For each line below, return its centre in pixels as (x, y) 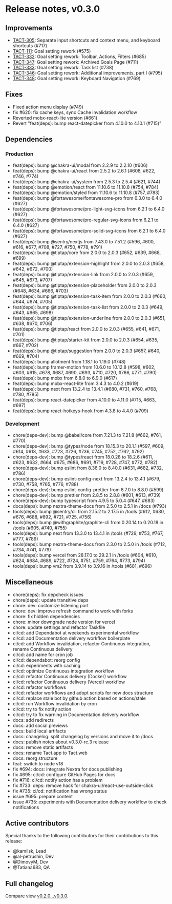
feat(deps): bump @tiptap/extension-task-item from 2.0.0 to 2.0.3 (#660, (90, 296)
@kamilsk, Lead (29, 851)
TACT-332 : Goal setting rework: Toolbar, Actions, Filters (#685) (79, 56)
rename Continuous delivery (42, 649)
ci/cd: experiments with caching (47, 665)
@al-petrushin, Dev (33, 857)
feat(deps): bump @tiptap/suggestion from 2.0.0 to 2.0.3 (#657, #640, (87, 351)
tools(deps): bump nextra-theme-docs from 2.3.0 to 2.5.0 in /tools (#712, (89, 544)
